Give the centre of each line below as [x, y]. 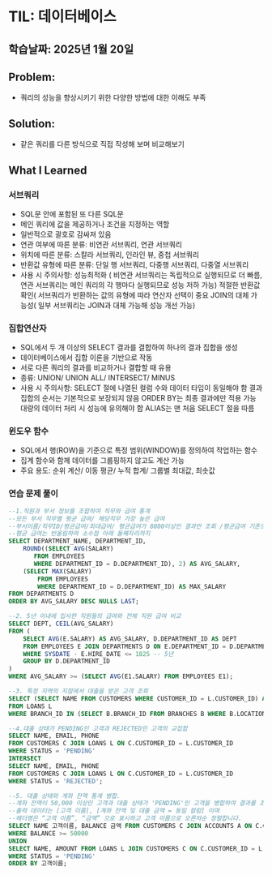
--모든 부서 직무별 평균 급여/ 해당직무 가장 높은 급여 [87, 519]
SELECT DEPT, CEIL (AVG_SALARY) [61, 624]
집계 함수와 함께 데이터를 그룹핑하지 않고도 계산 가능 [102, 461]
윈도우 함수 [29, 431]
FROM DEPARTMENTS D [41, 594]
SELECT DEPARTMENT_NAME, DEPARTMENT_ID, [78, 541]
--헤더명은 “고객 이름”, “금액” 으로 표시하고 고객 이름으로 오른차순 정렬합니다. [125, 819]
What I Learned [48, 170]
